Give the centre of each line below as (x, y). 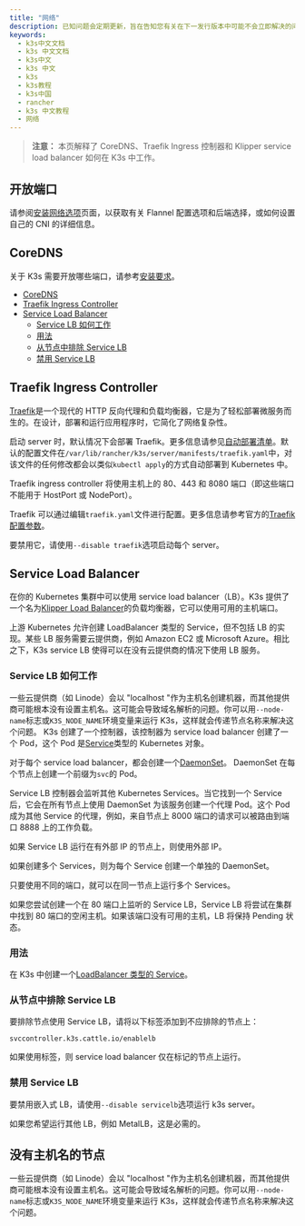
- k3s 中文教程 (44, 111)
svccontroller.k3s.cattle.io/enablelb (83, 1039)
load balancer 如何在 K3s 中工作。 (96, 158)
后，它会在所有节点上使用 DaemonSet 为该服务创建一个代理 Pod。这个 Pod (150, 804)
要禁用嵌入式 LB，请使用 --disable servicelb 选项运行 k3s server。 (135, 1104)
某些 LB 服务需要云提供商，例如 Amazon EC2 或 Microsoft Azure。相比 (157, 639)
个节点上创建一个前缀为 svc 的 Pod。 (76, 773)
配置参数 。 (30, 525)
